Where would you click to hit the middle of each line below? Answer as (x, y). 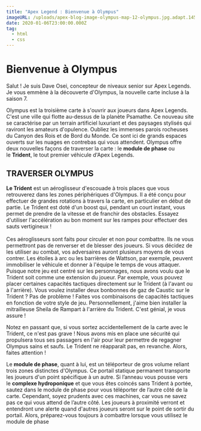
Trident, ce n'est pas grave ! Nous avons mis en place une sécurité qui (93, 333)
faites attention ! (26, 352)
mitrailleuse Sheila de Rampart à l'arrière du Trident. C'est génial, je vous (96, 309)
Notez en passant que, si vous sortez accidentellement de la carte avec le (97, 327)
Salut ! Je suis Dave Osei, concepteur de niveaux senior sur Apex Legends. (99, 86)
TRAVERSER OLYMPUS (50, 174)
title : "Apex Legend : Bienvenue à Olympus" (63, 12)
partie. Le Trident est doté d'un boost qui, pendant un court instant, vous (96, 207)
